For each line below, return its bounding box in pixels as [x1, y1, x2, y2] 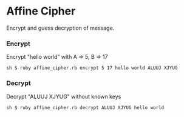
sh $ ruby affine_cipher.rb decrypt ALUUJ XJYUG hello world [6, 104, 165, 110]
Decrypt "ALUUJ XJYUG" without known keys [6, 93, 121, 100]
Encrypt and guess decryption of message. [6, 24, 115, 32]
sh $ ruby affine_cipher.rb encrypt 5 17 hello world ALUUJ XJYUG [6, 65, 178, 71]
